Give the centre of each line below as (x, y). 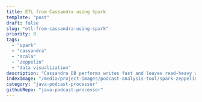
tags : (13, 40)
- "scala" (24, 56)
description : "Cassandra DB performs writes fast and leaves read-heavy (99, 73)
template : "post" (28, 17)
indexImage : (21, 79)
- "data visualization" (41, 67)
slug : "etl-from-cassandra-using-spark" (58, 28)
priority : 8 (21, 34)
